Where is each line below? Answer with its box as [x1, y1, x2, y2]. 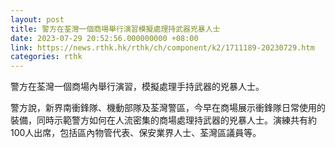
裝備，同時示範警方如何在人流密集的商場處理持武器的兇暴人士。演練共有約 [10, 114, 317, 126]
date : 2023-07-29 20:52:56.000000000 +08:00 [10, 33, 199, 43]
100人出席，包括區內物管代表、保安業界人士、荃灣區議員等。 [10, 127, 262, 139]
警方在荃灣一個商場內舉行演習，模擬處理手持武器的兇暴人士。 [10, 81, 265, 93]
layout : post [10, 14, 65, 25]
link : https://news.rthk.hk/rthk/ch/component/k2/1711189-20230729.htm [10, 42, 315, 53]
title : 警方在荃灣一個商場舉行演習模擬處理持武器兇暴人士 [10, 24, 221, 34]
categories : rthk [10, 52, 83, 62]
